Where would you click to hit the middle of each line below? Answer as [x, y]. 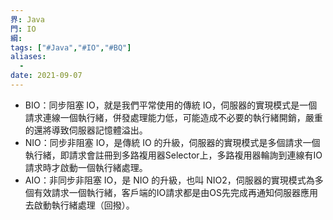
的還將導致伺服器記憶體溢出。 [86, 130]
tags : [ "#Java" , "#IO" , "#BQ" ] [71, 47]
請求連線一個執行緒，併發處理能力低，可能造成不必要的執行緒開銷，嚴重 [173, 117]
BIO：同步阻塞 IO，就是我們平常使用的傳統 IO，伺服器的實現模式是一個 [171, 105]
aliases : [28, 57]
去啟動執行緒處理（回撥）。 [79, 205]
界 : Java [27, 19]
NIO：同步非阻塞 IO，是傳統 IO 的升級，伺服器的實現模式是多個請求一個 [172, 142]
